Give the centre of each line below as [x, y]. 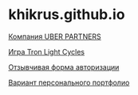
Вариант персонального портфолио [69, 82]
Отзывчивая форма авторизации [64, 67]
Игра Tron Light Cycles [47, 51]
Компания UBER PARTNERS [55, 36]
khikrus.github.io [67, 15]
